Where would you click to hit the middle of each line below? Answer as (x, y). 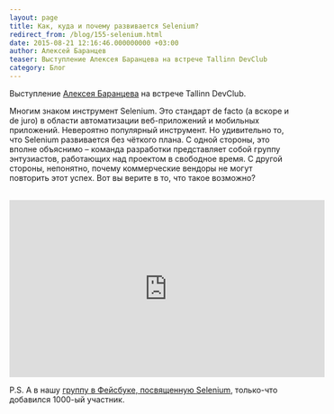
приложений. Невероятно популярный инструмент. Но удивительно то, (147, 130)
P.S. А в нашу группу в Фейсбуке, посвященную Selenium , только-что (144, 390)
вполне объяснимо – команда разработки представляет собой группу (145, 148)
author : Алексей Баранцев (58, 51)
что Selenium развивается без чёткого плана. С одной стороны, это (140, 139)
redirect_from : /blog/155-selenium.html (86, 34)
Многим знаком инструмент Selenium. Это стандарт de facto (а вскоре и (149, 111)
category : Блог (38, 68)
